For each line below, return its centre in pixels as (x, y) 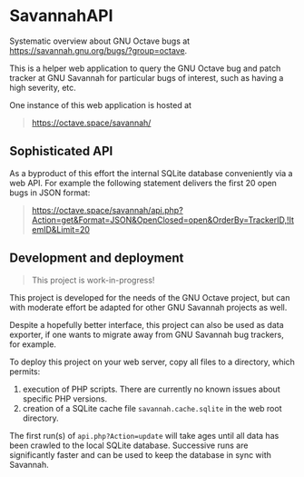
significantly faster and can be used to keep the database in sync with (141, 454)
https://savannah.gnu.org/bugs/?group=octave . (98, 50)
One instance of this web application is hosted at (101, 104)
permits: (25, 371)
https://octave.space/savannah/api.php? (107, 210)
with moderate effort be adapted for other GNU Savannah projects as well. (148, 307)
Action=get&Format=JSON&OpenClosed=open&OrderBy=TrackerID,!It (163, 220)
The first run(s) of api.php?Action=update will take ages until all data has (144, 435)
